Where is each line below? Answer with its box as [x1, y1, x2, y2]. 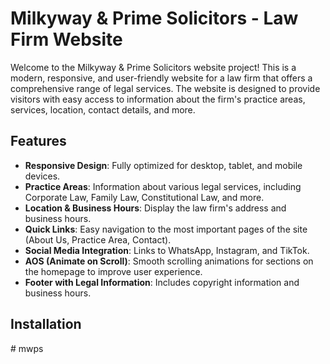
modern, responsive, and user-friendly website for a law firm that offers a [10, 72, 313, 84]
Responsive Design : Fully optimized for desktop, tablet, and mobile [24, 159, 303, 171]
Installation [10, 316, 82, 333]
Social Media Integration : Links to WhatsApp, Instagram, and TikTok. [24, 244, 310, 256]
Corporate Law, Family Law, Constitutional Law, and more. [24, 191, 265, 203]
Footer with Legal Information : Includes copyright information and [24, 276, 300, 288]
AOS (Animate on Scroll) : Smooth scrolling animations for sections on [24, 255, 314, 267]
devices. [24, 170, 61, 182]
